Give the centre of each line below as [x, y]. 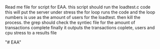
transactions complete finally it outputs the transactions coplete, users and [80, 28]
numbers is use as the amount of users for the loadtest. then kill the [73, 17]
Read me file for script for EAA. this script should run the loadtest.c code [78, 7]
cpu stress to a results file [31, 33]
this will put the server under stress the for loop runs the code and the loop [80, 12]
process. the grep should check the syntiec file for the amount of [70, 22]
